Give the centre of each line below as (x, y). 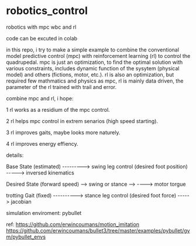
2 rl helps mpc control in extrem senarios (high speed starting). (82, 121)
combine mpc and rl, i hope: (40, 98)
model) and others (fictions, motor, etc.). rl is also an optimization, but (90, 74)
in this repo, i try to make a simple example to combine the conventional (93, 49)
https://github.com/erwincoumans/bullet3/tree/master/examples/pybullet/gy (98, 230)
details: (15, 155)
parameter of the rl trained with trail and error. (61, 87)
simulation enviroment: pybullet (44, 213)
